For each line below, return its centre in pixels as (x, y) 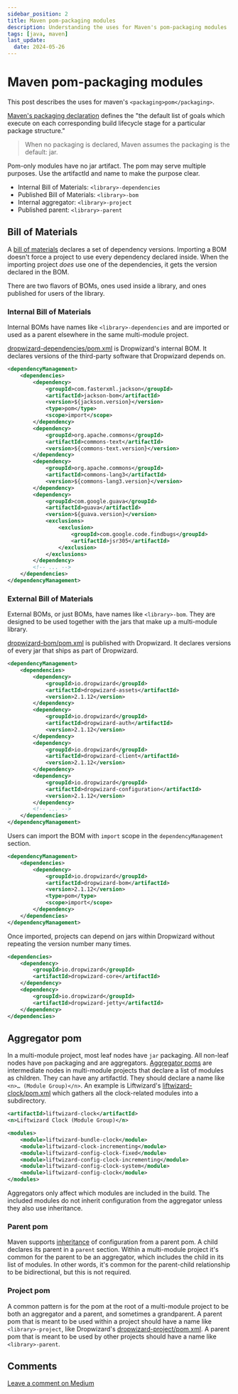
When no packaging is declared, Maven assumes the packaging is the (127, 144)
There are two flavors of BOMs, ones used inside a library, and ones (107, 286)
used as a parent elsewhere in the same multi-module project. (98, 335)
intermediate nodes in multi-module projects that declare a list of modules (115, 1071)
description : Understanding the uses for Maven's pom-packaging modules (117, 27)
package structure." (36, 130)
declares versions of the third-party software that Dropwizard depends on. (117, 356)
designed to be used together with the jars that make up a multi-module (113, 622)
